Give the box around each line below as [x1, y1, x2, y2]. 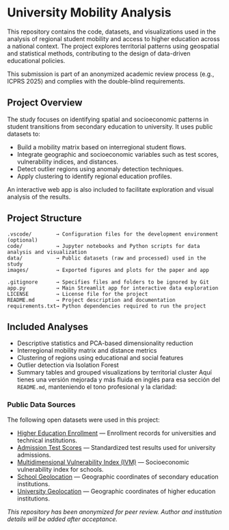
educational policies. [7, 56, 66, 64]
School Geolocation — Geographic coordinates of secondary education [16, 472, 219, 481]
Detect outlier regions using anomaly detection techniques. [16, 164, 184, 173]
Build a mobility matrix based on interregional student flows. [16, 142, 187, 151]
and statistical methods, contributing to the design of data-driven [7, 49, 191, 58]
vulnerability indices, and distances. [16, 157, 118, 166]
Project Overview [7, 97, 83, 109]
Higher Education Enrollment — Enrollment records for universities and [16, 429, 217, 437]
